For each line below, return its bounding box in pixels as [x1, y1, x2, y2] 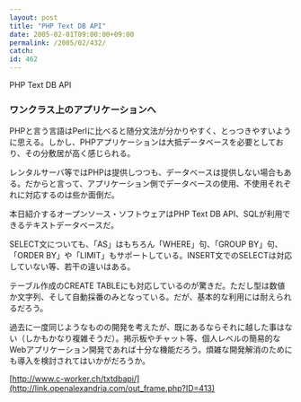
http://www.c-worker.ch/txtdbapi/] [12, 373, 140, 384]
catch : [9, 47, 34, 56]
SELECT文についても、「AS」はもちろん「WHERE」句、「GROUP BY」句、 [9, 239, 283, 249]
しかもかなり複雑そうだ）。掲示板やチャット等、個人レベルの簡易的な [24, 333, 281, 344]
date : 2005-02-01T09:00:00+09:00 [9, 30, 135, 39]
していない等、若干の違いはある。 [9, 261, 136, 272]
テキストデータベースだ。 [24, 220, 120, 231]
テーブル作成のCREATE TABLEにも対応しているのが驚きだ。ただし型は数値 [9, 280, 286, 292]
